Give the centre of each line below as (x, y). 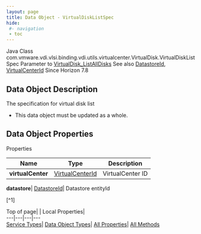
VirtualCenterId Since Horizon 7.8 (47, 70)
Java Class (20, 51)
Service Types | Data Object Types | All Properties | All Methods (83, 224)
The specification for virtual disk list (50, 103)
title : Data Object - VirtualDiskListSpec (60, 17)
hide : (13, 23)
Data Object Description (52, 89)
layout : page (22, 12)
